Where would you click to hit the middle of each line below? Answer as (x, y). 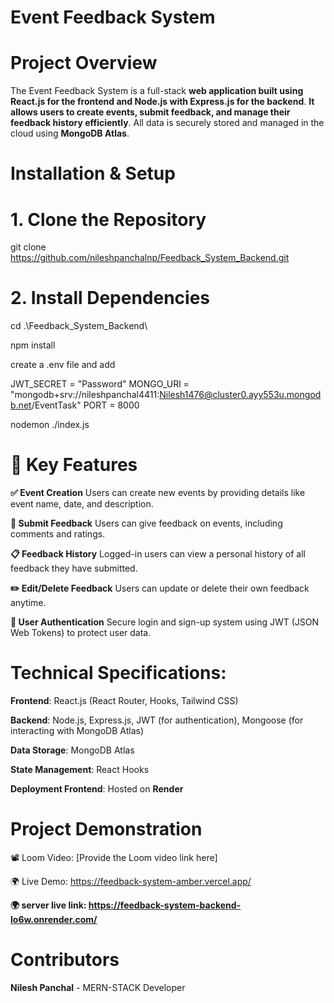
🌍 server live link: (48, 905)
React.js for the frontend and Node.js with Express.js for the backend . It (162, 102)
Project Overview (84, 63)
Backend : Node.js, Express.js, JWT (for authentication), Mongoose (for (157, 720)
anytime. (28, 603)
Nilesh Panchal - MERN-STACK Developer (98, 987)
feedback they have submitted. (74, 568)
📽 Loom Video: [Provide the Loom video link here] (114, 857)
